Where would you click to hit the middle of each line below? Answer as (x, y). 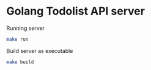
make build (20, 62)
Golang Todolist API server (76, 11)
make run (17, 39)
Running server (26, 28)
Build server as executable (40, 51)
